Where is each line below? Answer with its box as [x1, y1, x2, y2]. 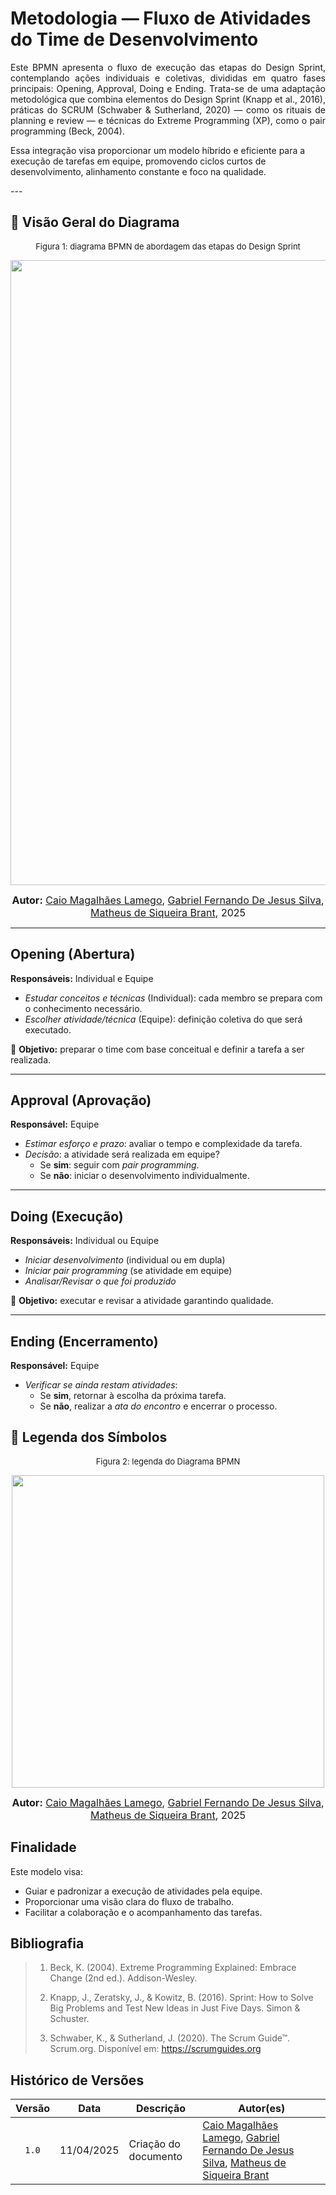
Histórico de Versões [10, 2072, 145, 2089]
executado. [24, 1023, 72, 1036]
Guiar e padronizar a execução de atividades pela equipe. [24, 1885, 263, 1897]
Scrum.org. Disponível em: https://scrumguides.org [49, 2043, 262, 2055]
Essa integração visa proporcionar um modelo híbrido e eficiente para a [10, 144, 306, 156]
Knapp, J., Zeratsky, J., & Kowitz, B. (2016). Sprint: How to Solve [49, 1992, 314, 2004]
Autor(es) [238, 2102, 286, 2116]
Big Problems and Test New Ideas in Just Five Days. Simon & [49, 2002, 301, 2014]
